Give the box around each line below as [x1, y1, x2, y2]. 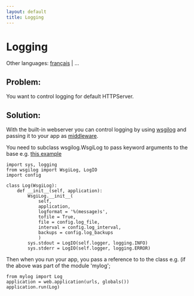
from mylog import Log [6, 274, 63, 280]
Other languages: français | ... [6, 60, 79, 67]
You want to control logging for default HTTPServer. [6, 93, 134, 100]
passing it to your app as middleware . [6, 132, 98, 140]
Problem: [6, 77, 41, 87]
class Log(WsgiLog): [6, 183, 58, 189]
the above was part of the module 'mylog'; [6, 262, 110, 269]
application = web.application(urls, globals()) [6, 279, 130, 285]
